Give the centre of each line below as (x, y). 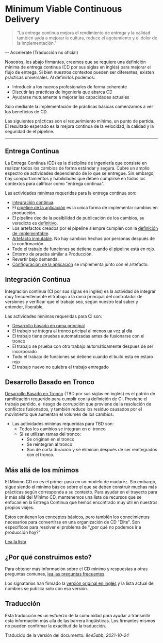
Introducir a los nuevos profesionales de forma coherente (69, 86)
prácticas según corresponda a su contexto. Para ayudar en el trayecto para (81, 492)
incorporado (24, 351)
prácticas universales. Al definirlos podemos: (50, 77)
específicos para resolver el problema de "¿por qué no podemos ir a (73, 527)
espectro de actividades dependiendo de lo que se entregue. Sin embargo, (80, 173)
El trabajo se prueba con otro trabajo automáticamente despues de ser (83, 346)
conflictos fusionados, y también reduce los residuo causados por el (73, 409)
